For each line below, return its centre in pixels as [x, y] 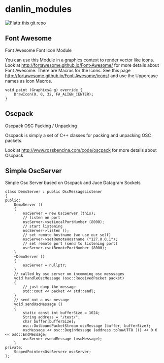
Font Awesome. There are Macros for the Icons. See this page [68, 70]
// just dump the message [49, 287]
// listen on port [42, 218]
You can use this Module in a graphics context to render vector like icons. [80, 60]
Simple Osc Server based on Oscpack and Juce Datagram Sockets [73, 183]
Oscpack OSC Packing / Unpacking [41, 126]
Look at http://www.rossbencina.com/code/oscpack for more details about [81, 150]
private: [14, 348]
